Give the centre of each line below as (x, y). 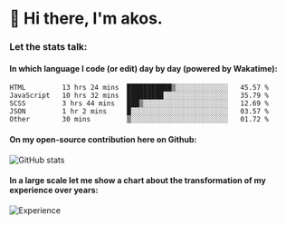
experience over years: (54, 191)
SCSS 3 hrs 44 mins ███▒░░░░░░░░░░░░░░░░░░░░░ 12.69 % (139, 103)
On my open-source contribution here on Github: (103, 139)
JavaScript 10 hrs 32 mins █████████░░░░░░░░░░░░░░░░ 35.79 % (139, 96)
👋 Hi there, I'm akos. (86, 19)
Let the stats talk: (48, 47)
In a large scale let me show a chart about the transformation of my (138, 181)
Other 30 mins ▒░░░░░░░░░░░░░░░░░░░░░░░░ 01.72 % (139, 120)
